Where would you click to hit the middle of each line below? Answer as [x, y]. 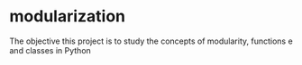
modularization [68, 16]
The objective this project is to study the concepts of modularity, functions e [151, 41]
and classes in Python [50, 50]
